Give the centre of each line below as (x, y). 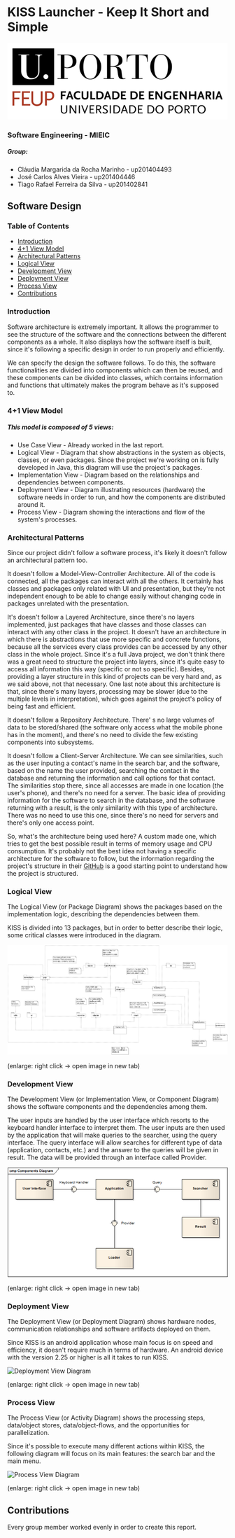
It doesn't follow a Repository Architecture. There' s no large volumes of (111, 720)
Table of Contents (38, 226)
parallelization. (28, 1433)
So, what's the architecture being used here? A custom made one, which (112, 836)
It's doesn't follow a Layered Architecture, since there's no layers (101, 617)
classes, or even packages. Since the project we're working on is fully (118, 460)
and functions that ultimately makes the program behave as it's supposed (113, 385)
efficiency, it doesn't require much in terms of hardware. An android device (115, 1350)
